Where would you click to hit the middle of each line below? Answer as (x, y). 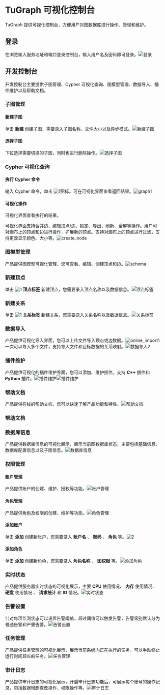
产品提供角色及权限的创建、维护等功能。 (46, 513)
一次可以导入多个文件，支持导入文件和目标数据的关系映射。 (65, 347)
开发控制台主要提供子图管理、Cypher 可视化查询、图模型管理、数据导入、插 (82, 84)
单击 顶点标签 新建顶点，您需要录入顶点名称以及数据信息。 (68, 289)
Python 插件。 (20, 378)
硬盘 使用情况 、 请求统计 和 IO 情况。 (43, 593)
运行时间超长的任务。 (27, 656)
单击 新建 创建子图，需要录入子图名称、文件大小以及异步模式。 (69, 129)
